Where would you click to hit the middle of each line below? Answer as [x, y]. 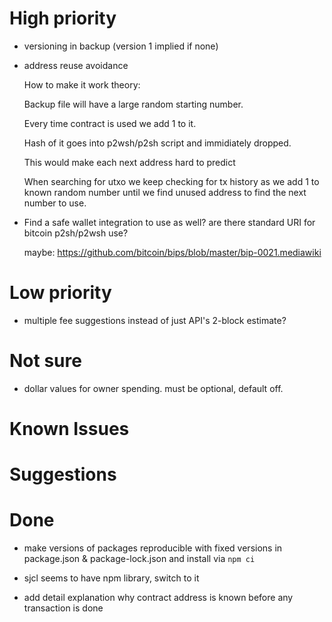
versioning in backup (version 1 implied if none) [121, 46]
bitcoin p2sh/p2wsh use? [76, 233]
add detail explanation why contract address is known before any [158, 598]
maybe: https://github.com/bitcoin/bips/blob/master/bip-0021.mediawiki [172, 252]
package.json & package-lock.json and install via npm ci [139, 559]
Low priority [60, 293]
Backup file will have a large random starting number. [133, 104]
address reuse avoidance [76, 65]
